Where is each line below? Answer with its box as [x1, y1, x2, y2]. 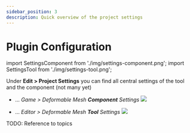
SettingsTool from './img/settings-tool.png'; [6, 66, 112, 73]
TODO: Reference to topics [6, 120, 73, 127]
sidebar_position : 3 [6, 8, 58, 15]
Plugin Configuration [6, 40, 112, 54]
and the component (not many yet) [6, 84, 92, 91]
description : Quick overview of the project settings [6, 14, 143, 20]
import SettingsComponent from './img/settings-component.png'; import [6, 60, 185, 67]
